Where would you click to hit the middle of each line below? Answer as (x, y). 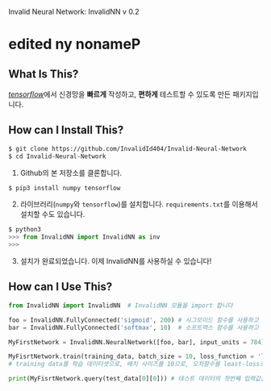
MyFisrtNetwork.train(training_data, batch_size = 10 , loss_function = (131, 357)
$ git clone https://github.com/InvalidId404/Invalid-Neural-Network (128, 148)
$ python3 (25, 230)
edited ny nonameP (75, 44)
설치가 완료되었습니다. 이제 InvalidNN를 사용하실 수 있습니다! (116, 261)
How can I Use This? (60, 287)
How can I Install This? (66, 130)
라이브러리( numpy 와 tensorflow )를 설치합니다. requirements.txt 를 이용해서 (139, 204)
